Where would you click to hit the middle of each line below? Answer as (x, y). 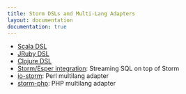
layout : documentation (40, 20)
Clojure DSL (34, 61)
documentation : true (37, 26)
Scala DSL (32, 47)
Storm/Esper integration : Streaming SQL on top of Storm (98, 69)
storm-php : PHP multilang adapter (67, 84)
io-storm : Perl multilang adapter (63, 76)
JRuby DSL (33, 54)
